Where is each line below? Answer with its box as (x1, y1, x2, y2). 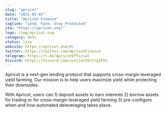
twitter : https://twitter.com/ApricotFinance (5, 49, 101, 54)
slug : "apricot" (5, 7, 39, 12)
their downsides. (5, 82, 39, 88)
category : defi (5, 35, 37, 40)
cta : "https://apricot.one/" (5, 26, 65, 31)
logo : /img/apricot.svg (5, 30, 55, 35)
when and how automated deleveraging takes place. (5, 102, 112, 108)
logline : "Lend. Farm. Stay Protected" (5, 21, 88, 26)
